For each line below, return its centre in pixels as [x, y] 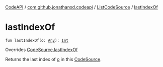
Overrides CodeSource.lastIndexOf [42, 50]
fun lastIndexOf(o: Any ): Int [37, 40]
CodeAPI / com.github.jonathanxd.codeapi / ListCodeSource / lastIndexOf [82, 7]
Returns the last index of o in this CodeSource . [54, 59]
